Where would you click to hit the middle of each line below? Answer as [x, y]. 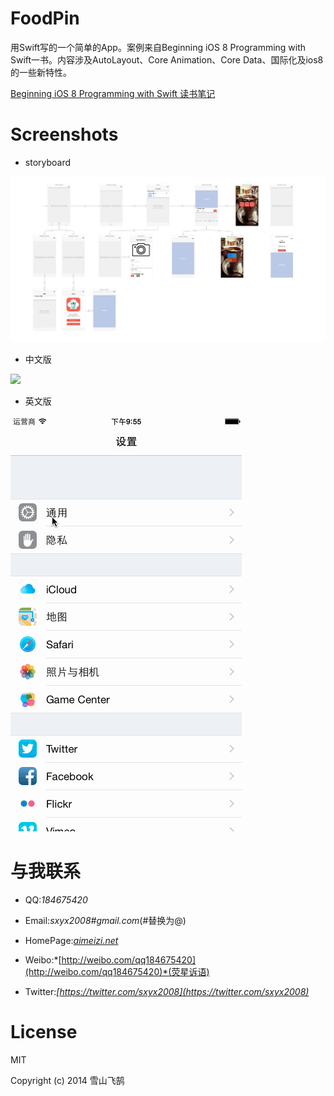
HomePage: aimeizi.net [71, 941]
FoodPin [45, 18]
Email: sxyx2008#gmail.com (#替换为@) [105, 921]
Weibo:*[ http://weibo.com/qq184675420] [110, 960]
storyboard [48, 162]
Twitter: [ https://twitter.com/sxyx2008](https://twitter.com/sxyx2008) [167, 992]
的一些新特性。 [41, 72]
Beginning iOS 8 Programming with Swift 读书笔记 [113, 93]
